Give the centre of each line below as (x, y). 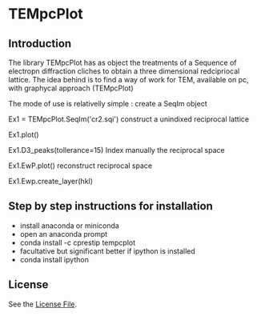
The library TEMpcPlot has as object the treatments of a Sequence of (122, 62)
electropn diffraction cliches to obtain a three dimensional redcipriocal (124, 71)
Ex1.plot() (24, 134)
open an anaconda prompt (64, 234)
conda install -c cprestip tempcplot (78, 242)
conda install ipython (54, 259)
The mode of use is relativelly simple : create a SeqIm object (108, 104)
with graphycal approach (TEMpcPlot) (71, 88)
